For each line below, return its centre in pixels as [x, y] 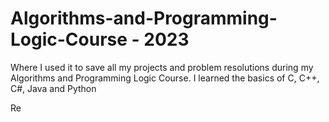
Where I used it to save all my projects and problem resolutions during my [162, 67]
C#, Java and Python [53, 88]
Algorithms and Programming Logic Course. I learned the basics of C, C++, [165, 78]
